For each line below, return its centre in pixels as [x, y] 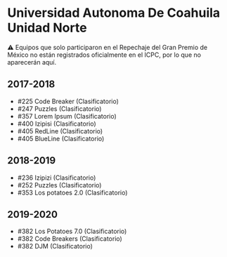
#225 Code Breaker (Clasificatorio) [68, 101]
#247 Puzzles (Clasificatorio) [59, 108]
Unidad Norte [47, 28]
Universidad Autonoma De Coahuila [114, 13]
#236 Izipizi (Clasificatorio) [57, 178]
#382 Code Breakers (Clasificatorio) [70, 239]
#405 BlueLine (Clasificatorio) [61, 138]
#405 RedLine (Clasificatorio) [60, 131]
